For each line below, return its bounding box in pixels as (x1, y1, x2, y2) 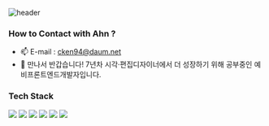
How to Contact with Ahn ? (8, 28, 116, 39)
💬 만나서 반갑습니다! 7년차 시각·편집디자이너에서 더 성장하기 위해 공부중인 (20, 59, 253, 69)
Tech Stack (8, 90, 54, 102)
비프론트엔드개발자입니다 (20, 70, 100, 80)
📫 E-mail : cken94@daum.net (20, 47, 122, 57)
